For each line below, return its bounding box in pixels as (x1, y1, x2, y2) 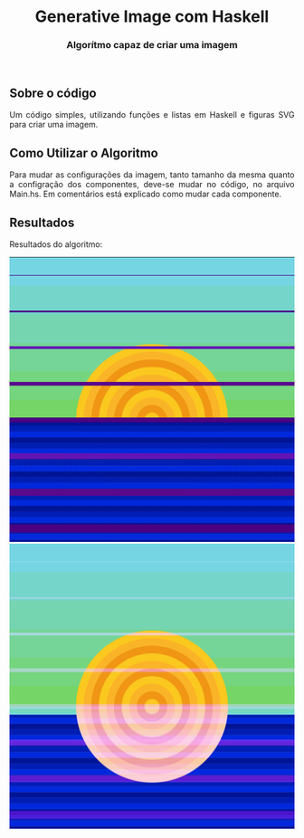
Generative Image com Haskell (34, 6, 270, 27)
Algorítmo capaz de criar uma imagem (66, 39, 238, 52)
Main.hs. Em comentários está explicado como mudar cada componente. (9, 188, 282, 200)
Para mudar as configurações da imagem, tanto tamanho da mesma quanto (9, 169, 295, 180)
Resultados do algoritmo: (9, 238, 103, 250)
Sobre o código (9, 85, 97, 100)
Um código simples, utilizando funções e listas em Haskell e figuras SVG (9, 110, 295, 120)
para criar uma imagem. (9, 119, 99, 130)
